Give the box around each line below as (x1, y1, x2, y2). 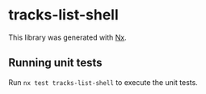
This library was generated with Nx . (8, 32, 127, 42)
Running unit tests (8, 56, 103, 70)
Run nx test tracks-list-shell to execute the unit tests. (8, 77, 198, 87)
